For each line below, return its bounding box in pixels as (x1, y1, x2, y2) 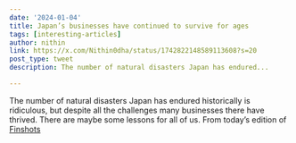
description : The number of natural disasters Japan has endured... (9, 63, 269, 72)
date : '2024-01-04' (9, 13, 82, 22)
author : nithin (9, 38, 66, 47)
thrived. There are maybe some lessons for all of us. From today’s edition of (9, 114, 287, 125)
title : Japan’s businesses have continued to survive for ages (9, 21, 250, 30)
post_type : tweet (9, 55, 74, 63)
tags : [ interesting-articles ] (9, 29, 122, 38)
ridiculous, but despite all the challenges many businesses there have (9, 105, 265, 115)
